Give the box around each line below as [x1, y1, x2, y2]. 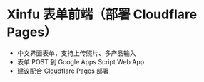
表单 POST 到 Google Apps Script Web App [16, 57, 145, 66]
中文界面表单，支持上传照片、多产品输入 [16, 49, 136, 57]
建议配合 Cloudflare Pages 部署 [16, 66, 110, 75]
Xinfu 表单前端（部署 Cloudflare [6, 6, 198, 23]
